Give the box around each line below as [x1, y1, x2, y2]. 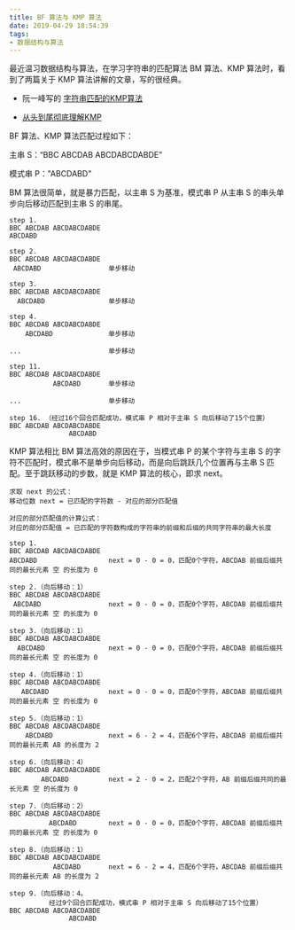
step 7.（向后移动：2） [9, 801, 88, 811]
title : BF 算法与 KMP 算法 [9, 12, 102, 22]
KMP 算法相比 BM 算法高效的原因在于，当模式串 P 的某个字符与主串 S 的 [9, 446, 274, 457]
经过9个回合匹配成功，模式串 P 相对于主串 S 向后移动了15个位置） [48, 899, 263, 908]
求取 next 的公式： [9, 488, 74, 496]
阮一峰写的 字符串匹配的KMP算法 [21, 93, 144, 104]
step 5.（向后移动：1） [9, 715, 88, 723]
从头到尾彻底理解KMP [21, 112, 102, 122]
